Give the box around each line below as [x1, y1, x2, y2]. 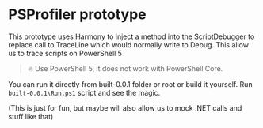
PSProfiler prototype [8, 6, 147, 24]
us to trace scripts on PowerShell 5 [8, 48, 123, 58]
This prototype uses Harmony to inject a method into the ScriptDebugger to [8, 32, 255, 41]
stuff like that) [8, 111, 54, 121]
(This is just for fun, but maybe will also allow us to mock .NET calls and [8, 103, 242, 112]
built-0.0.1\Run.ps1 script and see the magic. [8, 88, 161, 97]
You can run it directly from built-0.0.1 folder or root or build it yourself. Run [8, 79, 253, 88]
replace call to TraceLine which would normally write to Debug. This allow [8, 40, 250, 49]
